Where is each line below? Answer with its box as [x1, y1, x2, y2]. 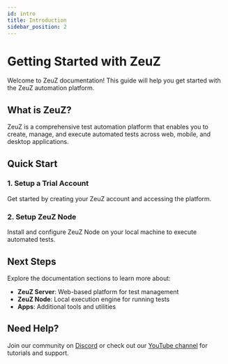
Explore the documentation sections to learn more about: [7, 274, 171, 282]
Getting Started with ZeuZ [7, 53, 162, 69]
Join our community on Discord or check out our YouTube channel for [7, 341, 208, 349]
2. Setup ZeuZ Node [7, 212, 77, 221]
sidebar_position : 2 [7, 23, 68, 30]
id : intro [7, 10, 36, 17]
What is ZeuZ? [7, 104, 72, 116]
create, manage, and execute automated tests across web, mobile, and [7, 130, 211, 138]
